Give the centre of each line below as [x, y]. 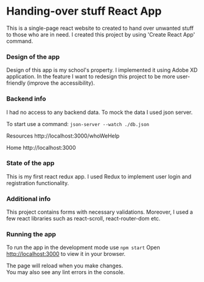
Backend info [26, 99]
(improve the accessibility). [61, 83]
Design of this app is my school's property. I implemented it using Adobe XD [102, 70]
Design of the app [33, 57]
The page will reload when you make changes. [65, 266]
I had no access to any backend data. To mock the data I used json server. [100, 112]
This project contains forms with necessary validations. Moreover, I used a [100, 212]
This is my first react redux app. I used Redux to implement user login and [99, 176]
